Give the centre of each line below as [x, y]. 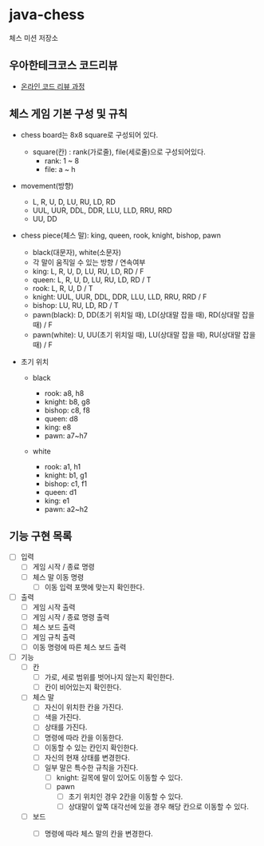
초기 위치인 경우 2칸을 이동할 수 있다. [126, 796]
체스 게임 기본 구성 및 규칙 [69, 114]
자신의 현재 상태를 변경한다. [87, 757]
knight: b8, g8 [67, 401]
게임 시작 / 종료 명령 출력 [71, 617]
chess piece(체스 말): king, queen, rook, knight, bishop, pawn [121, 235]
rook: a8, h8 [64, 393]
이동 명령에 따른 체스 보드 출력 [79, 647]
